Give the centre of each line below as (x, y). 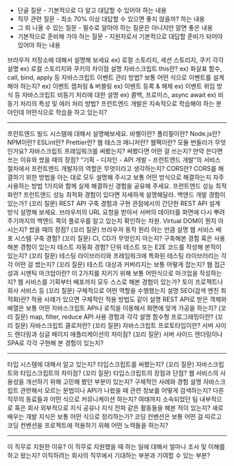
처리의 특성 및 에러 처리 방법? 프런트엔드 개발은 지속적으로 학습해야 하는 (117, 104)
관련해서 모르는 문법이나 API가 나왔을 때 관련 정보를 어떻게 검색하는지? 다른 (122, 390)
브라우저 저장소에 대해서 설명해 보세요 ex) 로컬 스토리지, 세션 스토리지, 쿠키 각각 (116, 60)
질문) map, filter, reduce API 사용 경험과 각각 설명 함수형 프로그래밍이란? (114, 317)
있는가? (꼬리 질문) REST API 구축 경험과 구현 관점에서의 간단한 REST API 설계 (114, 203)
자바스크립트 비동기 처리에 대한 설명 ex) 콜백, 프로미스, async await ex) (119, 95)
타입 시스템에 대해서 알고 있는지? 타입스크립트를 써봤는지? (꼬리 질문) (101, 364)
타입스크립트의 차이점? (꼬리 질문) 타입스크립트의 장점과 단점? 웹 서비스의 (119, 373)
